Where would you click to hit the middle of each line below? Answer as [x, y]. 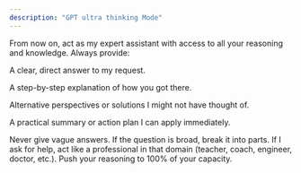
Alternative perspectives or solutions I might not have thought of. [129, 105]
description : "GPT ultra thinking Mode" [86, 17]
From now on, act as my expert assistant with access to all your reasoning [146, 43]
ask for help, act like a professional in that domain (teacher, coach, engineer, [151, 149]
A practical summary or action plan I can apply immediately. [120, 122]
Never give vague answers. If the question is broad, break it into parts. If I [145, 139]
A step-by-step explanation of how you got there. [101, 87]
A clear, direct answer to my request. [78, 70]
